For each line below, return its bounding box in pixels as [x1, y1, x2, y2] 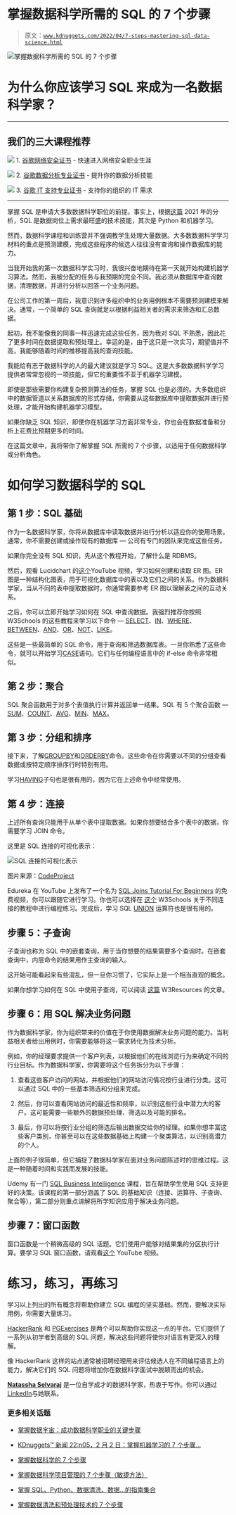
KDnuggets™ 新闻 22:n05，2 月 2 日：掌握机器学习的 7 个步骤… [17, 1440, 202, 1449]
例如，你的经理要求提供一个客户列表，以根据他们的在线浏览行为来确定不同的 [7, 1051, 229, 1060]
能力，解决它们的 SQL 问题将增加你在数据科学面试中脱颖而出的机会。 [7, 1365, 208, 1374]
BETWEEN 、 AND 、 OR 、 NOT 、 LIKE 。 [7, 625, 117, 633]
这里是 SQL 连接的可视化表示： [7, 842, 97, 850]
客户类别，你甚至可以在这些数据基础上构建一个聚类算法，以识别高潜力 [23, 1132, 227, 1140]
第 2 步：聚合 [7, 680, 65, 692]
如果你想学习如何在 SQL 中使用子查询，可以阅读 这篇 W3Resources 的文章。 [7, 985, 229, 994]
